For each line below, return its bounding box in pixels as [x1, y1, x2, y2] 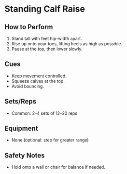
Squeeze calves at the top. [11, 78, 65, 84]
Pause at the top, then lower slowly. [11, 46, 83, 52]
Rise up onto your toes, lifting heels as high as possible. [11, 41, 123, 47]
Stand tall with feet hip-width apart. [11, 35, 83, 41]
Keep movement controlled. [11, 73, 67, 79]
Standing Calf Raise [4, 3, 85, 15]
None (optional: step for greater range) [11, 137, 89, 143]
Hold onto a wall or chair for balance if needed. [11, 164, 106, 170]
